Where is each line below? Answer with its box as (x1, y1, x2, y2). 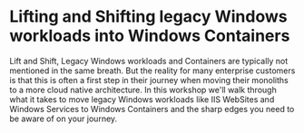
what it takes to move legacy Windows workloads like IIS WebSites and (9, 93, 275, 105)
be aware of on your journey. (9, 113, 118, 124)
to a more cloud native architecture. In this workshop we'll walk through (9, 84, 277, 95)
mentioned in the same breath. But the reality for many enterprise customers (9, 65, 296, 76)
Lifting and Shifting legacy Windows (9, 6, 288, 27)
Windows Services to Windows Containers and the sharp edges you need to (9, 103, 295, 114)
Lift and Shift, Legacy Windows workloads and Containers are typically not (9, 55, 289, 66)
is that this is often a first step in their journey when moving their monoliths (9, 74, 289, 85)
